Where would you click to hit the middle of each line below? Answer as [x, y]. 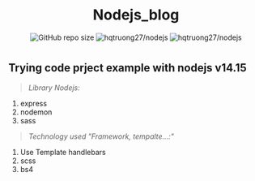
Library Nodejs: [54, 88]
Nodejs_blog [136, 15]
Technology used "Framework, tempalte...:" [101, 136]
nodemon [36, 112]
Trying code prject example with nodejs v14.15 [127, 68]
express [33, 103]
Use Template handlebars [63, 152]
